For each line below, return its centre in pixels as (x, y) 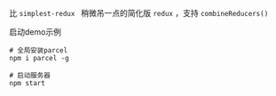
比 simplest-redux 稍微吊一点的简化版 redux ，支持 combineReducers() (139, 13)
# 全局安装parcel (39, 51)
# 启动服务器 (30, 76)
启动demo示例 (35, 32)
